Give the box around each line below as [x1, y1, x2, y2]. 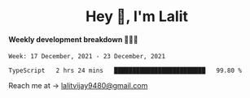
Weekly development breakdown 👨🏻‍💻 [8, 34, 138, 44]
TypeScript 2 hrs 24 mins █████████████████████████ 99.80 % [8, 66, 243, 75]
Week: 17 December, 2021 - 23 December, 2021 [8, 53, 165, 61]
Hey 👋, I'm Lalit [85, 7, 189, 26]
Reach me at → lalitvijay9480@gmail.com [8, 81, 148, 91]
